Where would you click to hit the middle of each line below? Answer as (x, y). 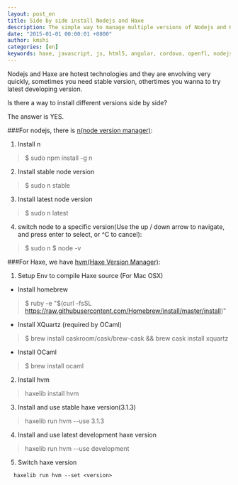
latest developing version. (45, 89)
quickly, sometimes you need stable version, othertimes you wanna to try (114, 81)
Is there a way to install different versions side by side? (87, 102)
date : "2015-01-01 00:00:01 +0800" (60, 34)
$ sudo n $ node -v (53, 248)
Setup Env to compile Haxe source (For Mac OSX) (90, 275)
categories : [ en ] (33, 47)
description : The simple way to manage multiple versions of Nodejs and (117, 27)
